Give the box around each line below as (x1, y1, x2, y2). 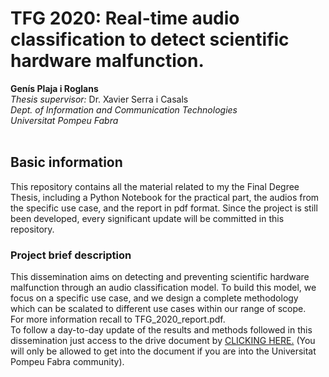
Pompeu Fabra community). (10, 356, 125, 368)
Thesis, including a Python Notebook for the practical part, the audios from (10, 191, 320, 203)
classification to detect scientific (10, 28, 290, 51)
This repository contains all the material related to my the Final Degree (10, 180, 300, 192)
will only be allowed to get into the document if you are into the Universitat (10, 345, 317, 357)
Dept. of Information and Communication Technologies (10, 103, 238, 116)
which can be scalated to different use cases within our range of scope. (10, 303, 307, 315)
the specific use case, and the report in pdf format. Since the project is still (10, 202, 318, 214)
